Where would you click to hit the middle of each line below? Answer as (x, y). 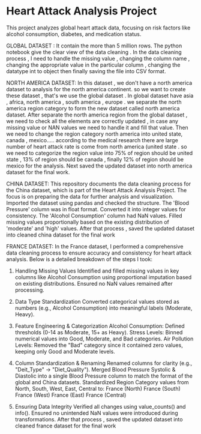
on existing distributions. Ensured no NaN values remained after (94, 283)
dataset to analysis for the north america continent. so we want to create (96, 89)
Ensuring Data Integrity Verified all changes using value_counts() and (100, 406)
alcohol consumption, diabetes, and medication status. (74, 34)
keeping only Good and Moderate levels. (65, 351)
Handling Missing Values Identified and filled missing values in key (97, 271)
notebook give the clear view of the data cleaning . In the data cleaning (94, 52)
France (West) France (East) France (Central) (70, 395)
